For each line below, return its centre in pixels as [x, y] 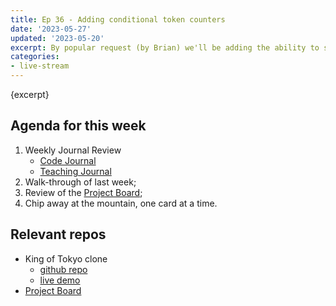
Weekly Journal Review [73, 150]
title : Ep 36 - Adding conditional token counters [118, 19]
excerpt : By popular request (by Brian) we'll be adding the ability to [165, 47]
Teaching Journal [75, 171]
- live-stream [40, 66]
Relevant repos [58, 234]
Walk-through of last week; [80, 182]
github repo [63, 269]
